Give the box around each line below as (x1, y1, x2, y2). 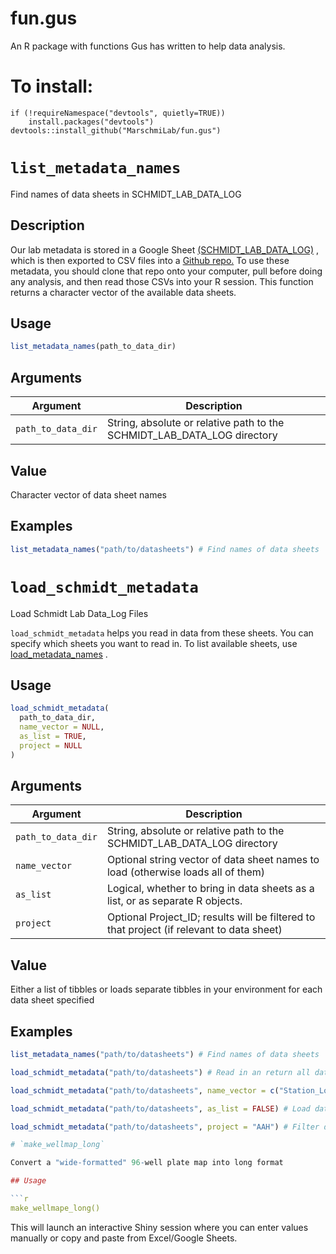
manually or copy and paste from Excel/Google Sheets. (10, 1232, 238, 1244)
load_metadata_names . (10, 648, 108, 660)
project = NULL (19, 740, 83, 751)
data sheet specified (10, 994, 95, 1006)
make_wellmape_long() (10, 1203, 101, 1213)
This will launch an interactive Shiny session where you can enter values (10, 1221, 309, 1233)
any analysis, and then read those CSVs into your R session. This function (10, 275, 314, 287)
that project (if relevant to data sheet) (106, 923, 283, 937)
